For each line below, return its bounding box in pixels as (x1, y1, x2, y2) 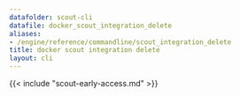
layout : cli (9, 54, 53, 63)
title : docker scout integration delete (9, 46, 161, 55)
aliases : (9, 29, 42, 38)
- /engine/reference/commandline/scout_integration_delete (9, 37, 232, 47)
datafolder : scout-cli (9, 12, 93, 22)
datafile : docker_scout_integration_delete (9, 21, 173, 30)
